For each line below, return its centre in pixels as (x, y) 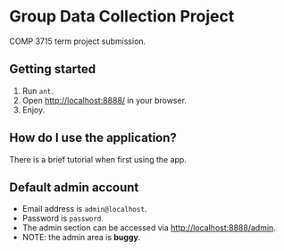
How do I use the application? (93, 138)
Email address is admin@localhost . (84, 209)
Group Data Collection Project (122, 17)
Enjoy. (33, 110)
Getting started (53, 69)
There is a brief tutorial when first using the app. (98, 159)
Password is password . (63, 218)
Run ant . (38, 90)
